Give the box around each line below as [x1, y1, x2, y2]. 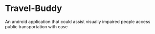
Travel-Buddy [5, 3, 62, 14]
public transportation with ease [5, 23, 68, 29]
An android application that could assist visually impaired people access [5, 19, 151, 24]
